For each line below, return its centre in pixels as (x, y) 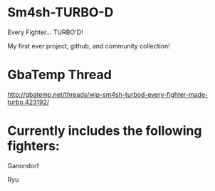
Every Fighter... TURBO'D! (45, 32)
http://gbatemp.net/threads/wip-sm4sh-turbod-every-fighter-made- (108, 94)
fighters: (34, 146)
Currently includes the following (105, 131)
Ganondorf (23, 165)
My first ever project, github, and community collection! (89, 46)
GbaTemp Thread (59, 75)
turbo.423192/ (28, 102)
